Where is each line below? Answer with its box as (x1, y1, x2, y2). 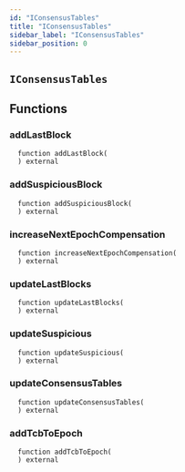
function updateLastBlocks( (17, 298, 125, 308)
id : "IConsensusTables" (9, 13, 100, 23)
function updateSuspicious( (17, 348, 125, 357)
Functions (9, 101, 68, 117)
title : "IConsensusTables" (9, 22, 112, 31)
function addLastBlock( (17, 149, 108, 159)
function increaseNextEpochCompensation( (17, 248, 178, 258)
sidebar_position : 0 (9, 38, 88, 48)
